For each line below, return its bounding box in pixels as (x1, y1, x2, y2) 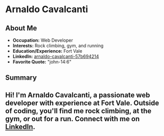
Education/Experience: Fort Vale (12, 48, 83, 54)
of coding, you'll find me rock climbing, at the (5, 107, 152, 115)
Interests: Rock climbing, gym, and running (12, 43, 104, 49)
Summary (5, 74, 37, 82)
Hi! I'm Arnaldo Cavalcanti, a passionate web (5, 90, 150, 99)
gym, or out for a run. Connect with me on (5, 114, 140, 123)
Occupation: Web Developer (12, 37, 73, 43)
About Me (5, 24, 37, 32)
